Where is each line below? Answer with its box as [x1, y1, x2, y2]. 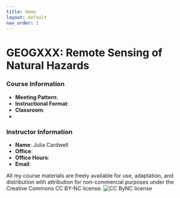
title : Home [6, 8, 36, 15]
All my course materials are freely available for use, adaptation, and [6, 172, 173, 179]
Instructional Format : [14, 100, 69, 107]
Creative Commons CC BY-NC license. [6, 185, 102, 192]
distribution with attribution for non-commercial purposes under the [6, 178, 175, 186]
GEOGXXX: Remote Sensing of [6, 46, 163, 59]
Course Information [6, 80, 65, 88]
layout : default [6, 14, 47, 20]
